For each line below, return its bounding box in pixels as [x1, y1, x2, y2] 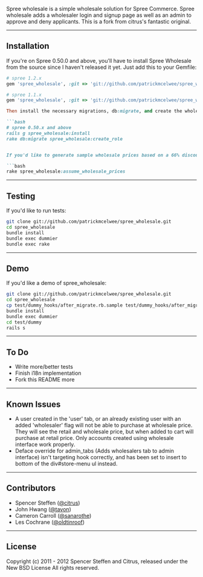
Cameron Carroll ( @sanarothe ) [14, 512, 92, 519]
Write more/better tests [14, 363, 74, 371]
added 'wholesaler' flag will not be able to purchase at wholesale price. [14, 422, 193, 429]
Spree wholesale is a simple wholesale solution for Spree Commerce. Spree [6, 5, 195, 12]
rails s [6, 325, 26, 331]
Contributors [6, 483, 56, 494]
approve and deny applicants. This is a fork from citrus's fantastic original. [6, 18, 192, 25]
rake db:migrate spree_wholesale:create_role [6, 136, 123, 142]
